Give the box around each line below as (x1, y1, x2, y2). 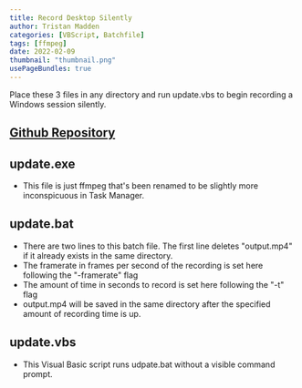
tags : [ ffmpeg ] (9, 38, 68, 48)
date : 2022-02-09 (9, 47, 76, 56)
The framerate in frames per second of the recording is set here (22, 260, 264, 271)
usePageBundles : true (9, 65, 92, 74)
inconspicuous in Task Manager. (22, 190, 145, 201)
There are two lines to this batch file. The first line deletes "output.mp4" (22, 240, 293, 251)
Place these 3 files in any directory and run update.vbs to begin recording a (9, 88, 294, 100)
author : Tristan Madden (9, 22, 100, 31)
